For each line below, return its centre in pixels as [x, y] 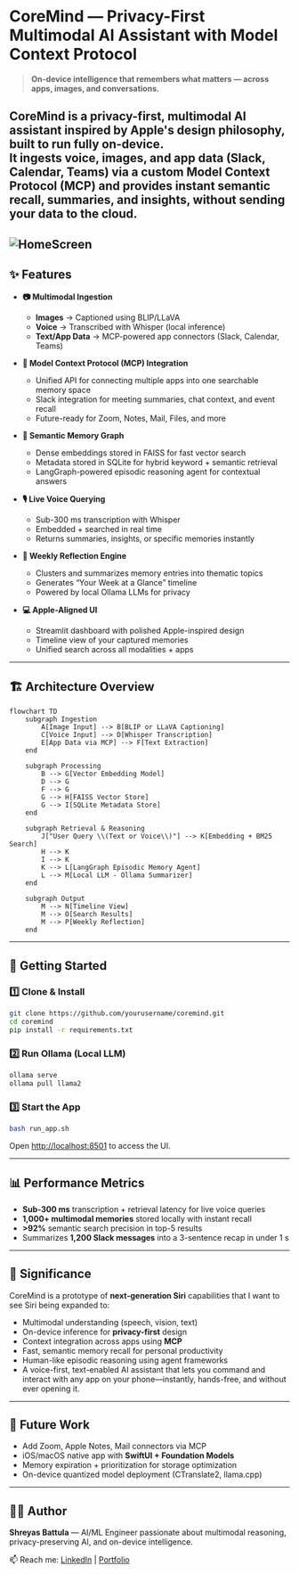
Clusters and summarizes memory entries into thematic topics [149, 573]
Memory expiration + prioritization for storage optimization [129, 1465]
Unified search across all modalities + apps [114, 649]
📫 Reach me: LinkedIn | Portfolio [70, 1560]
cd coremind [31, 1021]
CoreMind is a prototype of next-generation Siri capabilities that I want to [145, 1295]
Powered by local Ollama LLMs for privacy [113, 592]
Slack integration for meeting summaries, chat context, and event [155, 399]
